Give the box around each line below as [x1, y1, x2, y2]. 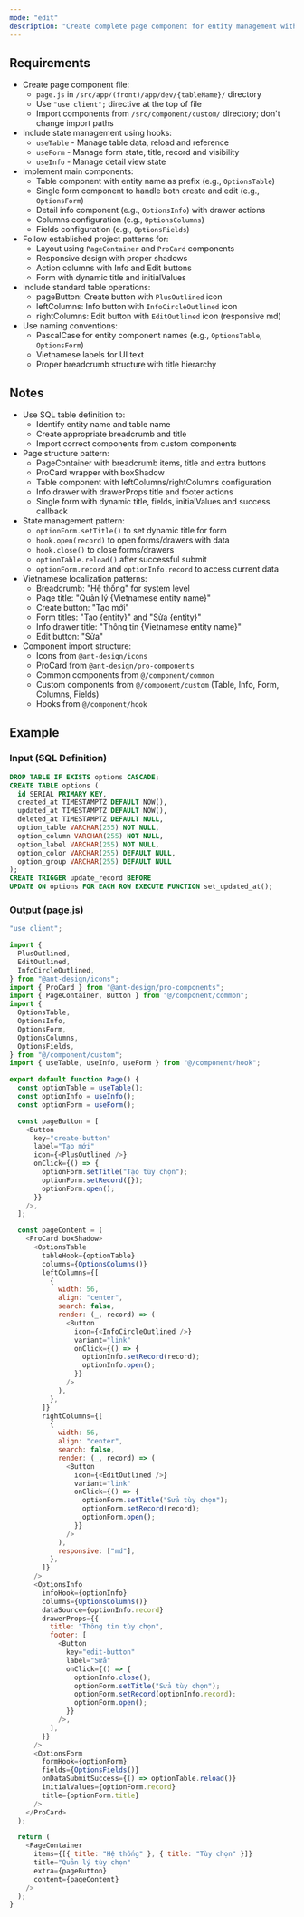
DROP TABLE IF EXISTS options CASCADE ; [9, 772, 160, 781]
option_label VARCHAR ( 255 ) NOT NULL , [17, 840, 160, 849]
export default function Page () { [9, 1075, 140, 1084]
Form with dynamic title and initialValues [35, 272, 187, 283]
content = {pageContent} [33, 1874, 119, 1883]
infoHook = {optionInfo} [42, 1589, 128, 1598]
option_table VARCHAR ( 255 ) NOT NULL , [17, 823, 160, 833]
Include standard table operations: [22, 282, 151, 293]
